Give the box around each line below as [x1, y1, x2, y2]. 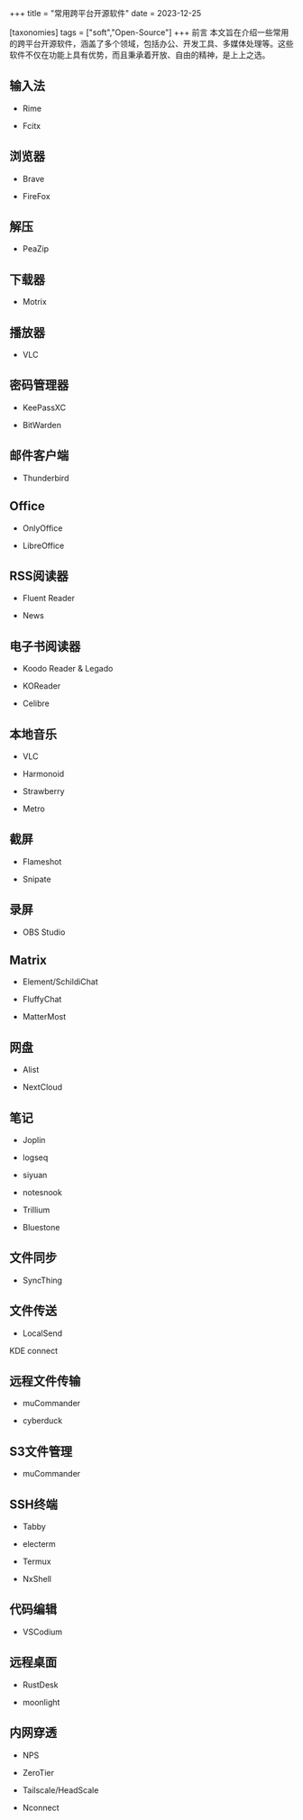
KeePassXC [22, 402, 66, 413]
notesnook [22, 1187, 63, 1197]
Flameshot [22, 855, 62, 867]
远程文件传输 [9, 1374, 81, 1389]
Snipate [22, 873, 51, 884]
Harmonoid [22, 768, 65, 779]
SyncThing [22, 1275, 63, 1285]
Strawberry [22, 785, 65, 796]
